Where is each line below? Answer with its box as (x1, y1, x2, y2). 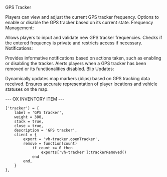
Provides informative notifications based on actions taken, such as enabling (5, 55, 161, 61)
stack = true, (14, 119, 44, 124)
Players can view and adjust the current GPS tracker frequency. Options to (5, 14, 159, 20)
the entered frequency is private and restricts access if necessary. (5, 40, 142, 46)
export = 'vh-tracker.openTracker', (23, 137, 100, 142)
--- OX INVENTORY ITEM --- (5, 96, 65, 102)
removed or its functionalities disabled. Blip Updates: (5, 66, 114, 72)
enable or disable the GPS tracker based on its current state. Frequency (5, 20, 153, 25)
